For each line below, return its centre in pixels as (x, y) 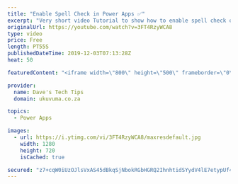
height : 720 (38, 150)
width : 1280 (38, 144)
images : (19, 131)
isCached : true (42, 157)
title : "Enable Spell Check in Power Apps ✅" (76, 14)
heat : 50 (20, 60)
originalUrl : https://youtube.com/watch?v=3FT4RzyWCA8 (90, 27)
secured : (20, 170)
